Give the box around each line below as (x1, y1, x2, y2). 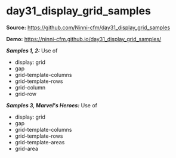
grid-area (14, 145, 39, 152)
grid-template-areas (14, 138, 65, 145)
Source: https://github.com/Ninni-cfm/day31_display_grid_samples (6, 24, 171, 31)
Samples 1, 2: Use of (6, 47, 58, 54)
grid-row (14, 90, 37, 97)
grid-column (14, 83, 46, 91)
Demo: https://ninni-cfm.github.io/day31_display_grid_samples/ (6, 35, 162, 42)
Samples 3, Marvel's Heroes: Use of (6, 101, 97, 109)
